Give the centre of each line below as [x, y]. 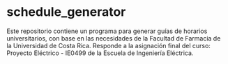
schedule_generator [66, 12]
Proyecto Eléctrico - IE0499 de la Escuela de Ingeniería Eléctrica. [100, 53]
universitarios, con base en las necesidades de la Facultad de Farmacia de [114, 38]
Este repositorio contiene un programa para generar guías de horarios [107, 31]
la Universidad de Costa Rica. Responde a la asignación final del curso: [108, 45]
